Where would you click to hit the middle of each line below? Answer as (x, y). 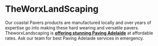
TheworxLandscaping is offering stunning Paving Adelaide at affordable (79, 33)
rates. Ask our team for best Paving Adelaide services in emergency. (75, 38)
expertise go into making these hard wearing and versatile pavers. (72, 27)
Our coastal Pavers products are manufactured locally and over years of (78, 23)
